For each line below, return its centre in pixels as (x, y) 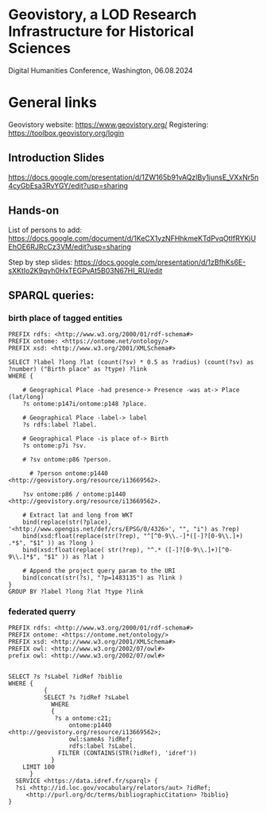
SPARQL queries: (51, 295)
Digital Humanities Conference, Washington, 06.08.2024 (101, 70)
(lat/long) (26, 397)
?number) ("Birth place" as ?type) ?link (78, 370)
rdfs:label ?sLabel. (103, 746)
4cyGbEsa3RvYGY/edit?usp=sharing (68, 185)
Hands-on (34, 211)
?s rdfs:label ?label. (60, 425)
